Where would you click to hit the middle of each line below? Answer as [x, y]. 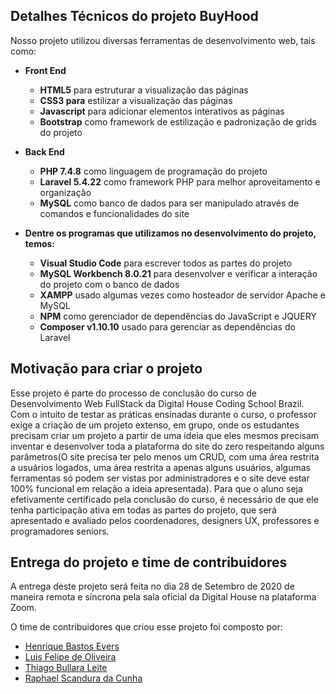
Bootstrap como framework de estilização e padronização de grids [178, 121]
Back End [44, 151]
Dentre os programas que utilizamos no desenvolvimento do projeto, [170, 233]
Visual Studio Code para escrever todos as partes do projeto [165, 263]
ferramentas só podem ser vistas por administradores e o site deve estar [160, 478]
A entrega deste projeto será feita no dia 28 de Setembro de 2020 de [152, 586]
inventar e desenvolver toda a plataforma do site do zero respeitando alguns [167, 446]
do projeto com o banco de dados [109, 284]
